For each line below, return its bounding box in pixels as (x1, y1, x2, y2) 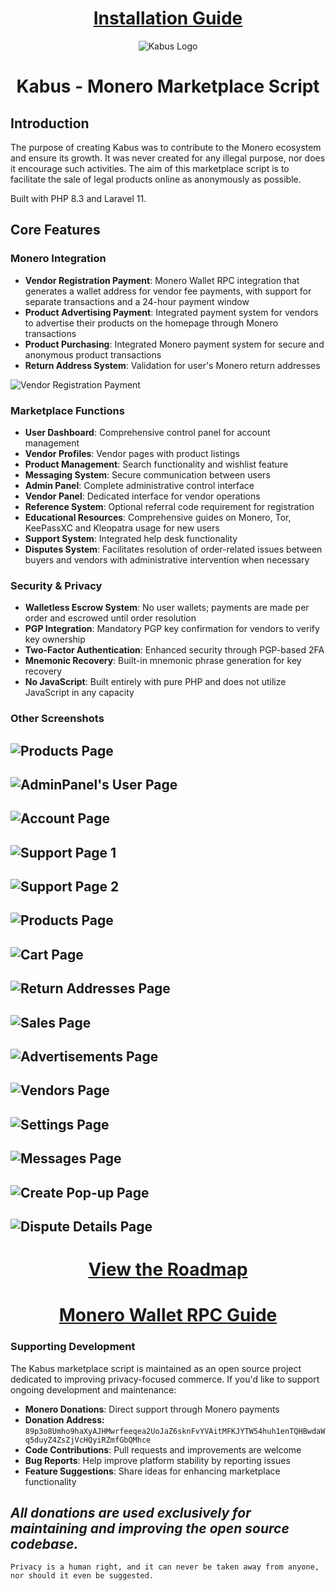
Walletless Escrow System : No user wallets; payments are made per (24, 602, 310, 614)
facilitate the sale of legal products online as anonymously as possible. (10, 173, 302, 185)
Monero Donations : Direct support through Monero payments (24, 1403, 280, 1415)
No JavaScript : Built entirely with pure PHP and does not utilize (24, 676, 287, 688)
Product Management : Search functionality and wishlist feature (24, 458, 289, 470)
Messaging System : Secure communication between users (24, 468, 271, 481)
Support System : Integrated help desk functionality (24, 532, 238, 544)
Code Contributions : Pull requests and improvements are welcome (24, 1443, 302, 1456)
